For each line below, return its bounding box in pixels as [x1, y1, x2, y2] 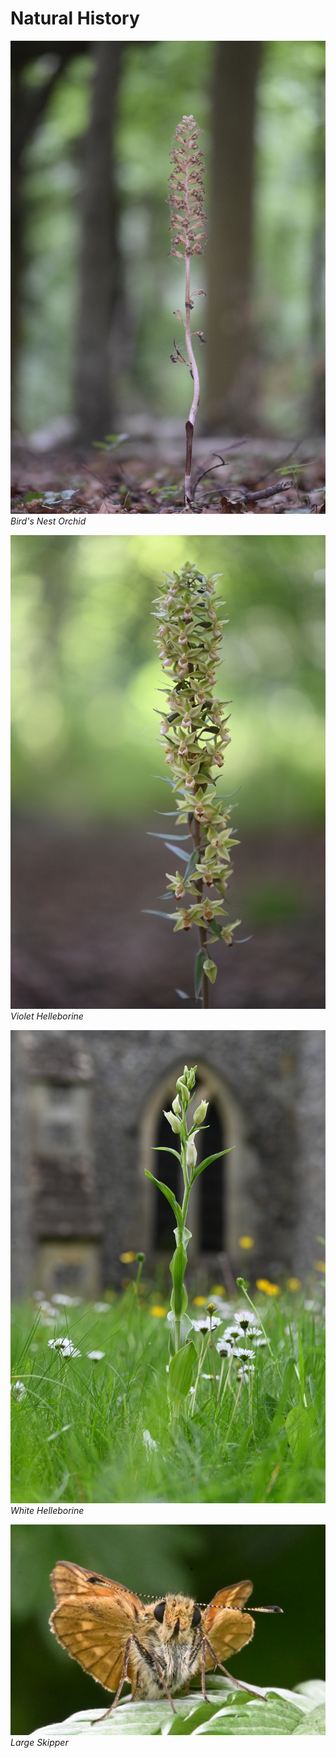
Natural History [10, 7, 140, 30]
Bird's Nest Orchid [10, 515, 87, 527]
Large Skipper [10, 1737, 69, 1749]
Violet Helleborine [10, 1010, 84, 1022]
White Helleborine [10, 1505, 85, 1517]
